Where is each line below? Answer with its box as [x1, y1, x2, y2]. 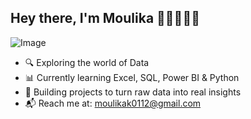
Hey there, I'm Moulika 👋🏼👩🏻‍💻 [10, 10, 200, 27]
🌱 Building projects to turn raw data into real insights [24, 86, 242, 98]
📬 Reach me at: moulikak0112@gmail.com [24, 97, 202, 109]
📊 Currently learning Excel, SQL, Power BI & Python [24, 71, 240, 83]
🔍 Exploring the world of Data [24, 56, 150, 68]
